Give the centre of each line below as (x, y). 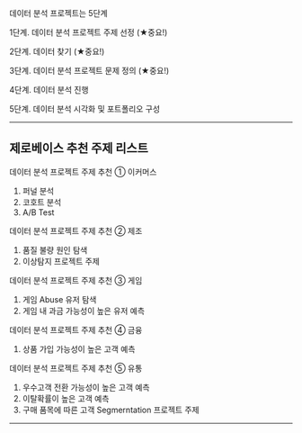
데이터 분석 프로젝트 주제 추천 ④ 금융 (76, 329)
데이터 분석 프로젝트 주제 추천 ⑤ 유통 (76, 368)
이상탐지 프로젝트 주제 (61, 261)
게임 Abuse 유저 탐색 (59, 299)
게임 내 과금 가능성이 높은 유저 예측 (84, 311)
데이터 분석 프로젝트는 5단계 (58, 13)
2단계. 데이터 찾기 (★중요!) (57, 51)
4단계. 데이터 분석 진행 (49, 90)
